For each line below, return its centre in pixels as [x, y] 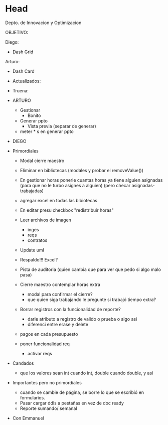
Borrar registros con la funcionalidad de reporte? [70, 309]
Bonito [34, 115]
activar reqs [40, 353]
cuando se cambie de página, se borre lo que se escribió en [82, 392]
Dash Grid [23, 52]
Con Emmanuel [28, 418]
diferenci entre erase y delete [58, 324]
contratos [37, 240]
